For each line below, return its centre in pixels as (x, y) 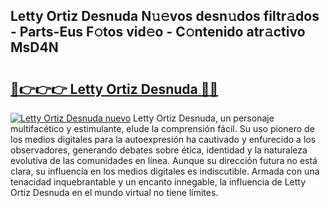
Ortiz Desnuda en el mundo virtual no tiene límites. (114, 192)
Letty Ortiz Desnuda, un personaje (204, 118)
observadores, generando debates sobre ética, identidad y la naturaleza (159, 150)
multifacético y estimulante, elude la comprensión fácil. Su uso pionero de (162, 128)
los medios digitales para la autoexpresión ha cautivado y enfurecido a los (163, 139)
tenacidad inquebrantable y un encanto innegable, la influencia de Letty (158, 182)
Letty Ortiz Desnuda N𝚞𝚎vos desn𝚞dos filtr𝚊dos (165, 16)
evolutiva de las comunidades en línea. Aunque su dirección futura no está (164, 160)
